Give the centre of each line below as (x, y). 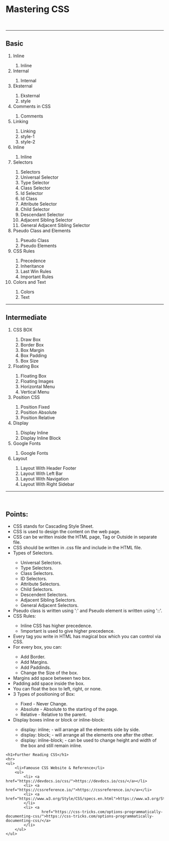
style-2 (28, 142)
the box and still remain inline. (51, 746)
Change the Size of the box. (49, 673)
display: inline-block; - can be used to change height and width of (89, 740)
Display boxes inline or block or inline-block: (59, 720)
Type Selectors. (37, 568)
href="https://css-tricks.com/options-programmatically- (102, 812)
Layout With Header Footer (48, 468)
